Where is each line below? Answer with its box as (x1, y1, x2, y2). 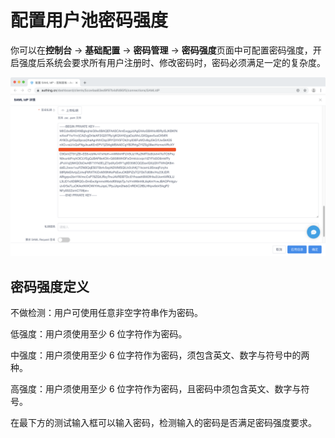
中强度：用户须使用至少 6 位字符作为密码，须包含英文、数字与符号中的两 (10, 349, 310, 361)
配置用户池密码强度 (10, 9, 169, 32)
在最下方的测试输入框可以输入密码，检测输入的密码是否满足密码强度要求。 (10, 417, 317, 429)
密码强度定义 (10, 278, 90, 295)
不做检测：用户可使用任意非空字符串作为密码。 (10, 307, 203, 319)
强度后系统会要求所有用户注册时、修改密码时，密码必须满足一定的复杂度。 (18, 56, 326, 68)
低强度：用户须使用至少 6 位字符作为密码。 (10, 328, 188, 340)
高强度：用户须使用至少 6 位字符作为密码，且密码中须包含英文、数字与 (10, 383, 302, 395)
